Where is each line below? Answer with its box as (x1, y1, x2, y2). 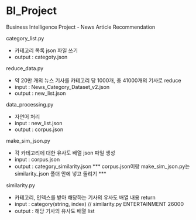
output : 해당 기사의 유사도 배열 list (14, 207, 95, 214)
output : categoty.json (14, 53, 68, 60)
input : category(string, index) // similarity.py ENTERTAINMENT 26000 (14, 200, 184, 207)
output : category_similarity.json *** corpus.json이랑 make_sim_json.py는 (14, 163, 190, 170)
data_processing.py (6, 101, 54, 108)
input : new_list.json (14, 119, 63, 126)
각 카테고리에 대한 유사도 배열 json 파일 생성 (14, 149, 115, 156)
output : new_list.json (14, 90, 66, 97)
